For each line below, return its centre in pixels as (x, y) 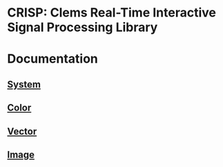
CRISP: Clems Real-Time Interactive (111, 13)
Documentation (53, 59)
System (24, 84)
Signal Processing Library (83, 27)
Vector (22, 131)
